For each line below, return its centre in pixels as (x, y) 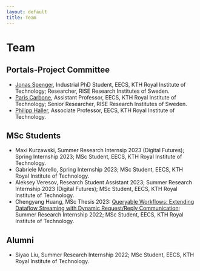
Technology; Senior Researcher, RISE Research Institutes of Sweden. (101, 104)
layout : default (27, 12)
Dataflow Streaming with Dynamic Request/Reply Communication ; (98, 208)
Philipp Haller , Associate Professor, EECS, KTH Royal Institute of (95, 110)
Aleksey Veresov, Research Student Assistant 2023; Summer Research (104, 182)
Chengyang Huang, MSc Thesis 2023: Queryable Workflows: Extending (105, 202)
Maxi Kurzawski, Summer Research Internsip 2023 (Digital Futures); (100, 150)
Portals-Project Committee (58, 70)
